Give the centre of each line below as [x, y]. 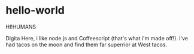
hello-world [35, 10]
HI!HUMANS [21, 27]
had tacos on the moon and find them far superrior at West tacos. [87, 45]
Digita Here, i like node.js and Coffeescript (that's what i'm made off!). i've [97, 38]
